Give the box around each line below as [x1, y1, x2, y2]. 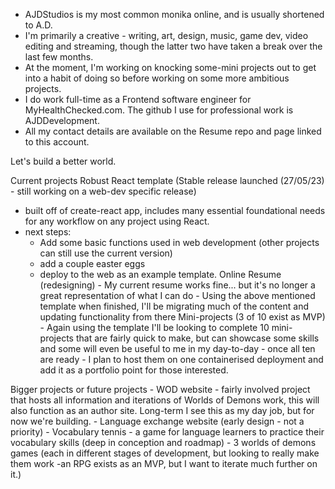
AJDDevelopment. [24, 115, 100, 126]
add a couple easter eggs [39, 258, 146, 269]
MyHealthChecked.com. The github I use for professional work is [24, 104, 294, 116]
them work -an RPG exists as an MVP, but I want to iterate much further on [10, 458, 318, 469]
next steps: [24, 226, 72, 238]
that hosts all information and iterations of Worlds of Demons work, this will [10, 394, 320, 406]
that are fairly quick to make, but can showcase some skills [75, 332, 320, 344]
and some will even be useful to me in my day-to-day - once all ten [39, 343, 316, 354]
